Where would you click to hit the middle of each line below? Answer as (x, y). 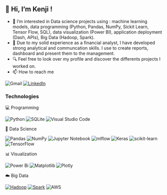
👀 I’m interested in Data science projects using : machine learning (80, 21)
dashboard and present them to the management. (63, 53)
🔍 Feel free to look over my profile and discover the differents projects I (86, 59)
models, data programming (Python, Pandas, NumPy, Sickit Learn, (80, 27)
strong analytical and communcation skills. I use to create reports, (80, 48)
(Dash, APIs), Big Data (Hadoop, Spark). (53, 37)
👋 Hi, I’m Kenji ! (29, 9)
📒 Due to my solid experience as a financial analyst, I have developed (84, 43)
